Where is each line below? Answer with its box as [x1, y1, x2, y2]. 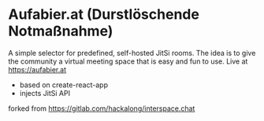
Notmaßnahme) [8, 22, 113, 40]
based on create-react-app [19, 80, 109, 90]
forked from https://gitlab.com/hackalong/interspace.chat [8, 104, 195, 113]
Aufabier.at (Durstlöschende [8, 5, 199, 24]
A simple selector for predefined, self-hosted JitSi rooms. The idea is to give [8, 48, 256, 57]
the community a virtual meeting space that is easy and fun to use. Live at [8, 57, 248, 66]
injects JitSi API [19, 88, 71, 97]
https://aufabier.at [8, 64, 67, 74]
